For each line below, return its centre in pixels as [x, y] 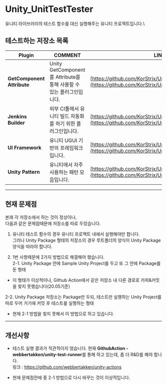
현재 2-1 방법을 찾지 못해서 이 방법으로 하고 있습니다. [63, 314]
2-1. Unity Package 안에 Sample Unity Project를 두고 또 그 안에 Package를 [86, 263]
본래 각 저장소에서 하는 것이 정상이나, [41, 217]
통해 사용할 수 [65, 84]
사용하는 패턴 [64, 172]
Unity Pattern [24, 172]
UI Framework [25, 147]
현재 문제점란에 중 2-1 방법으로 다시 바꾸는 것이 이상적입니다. [71, 378]
